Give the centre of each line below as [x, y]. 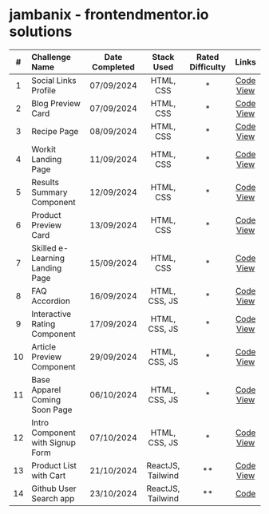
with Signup [54, 442]
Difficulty [208, 67]
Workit [44, 149]
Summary [49, 192]
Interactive [51, 314]
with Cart [49, 475]
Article [44, 346]
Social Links [54, 80]
